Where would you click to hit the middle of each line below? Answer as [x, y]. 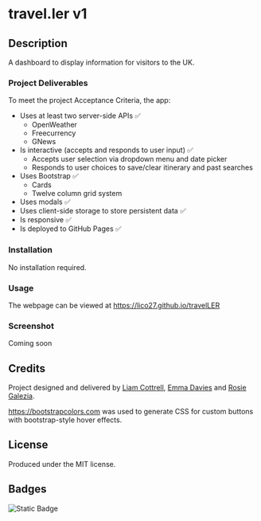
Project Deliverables [48, 83]
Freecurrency [54, 133]
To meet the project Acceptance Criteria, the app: [90, 100]
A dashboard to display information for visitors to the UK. [101, 62]
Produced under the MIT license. [62, 464]
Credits [27, 368]
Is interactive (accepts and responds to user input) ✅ [106, 150]
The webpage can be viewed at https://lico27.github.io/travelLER [114, 305]
